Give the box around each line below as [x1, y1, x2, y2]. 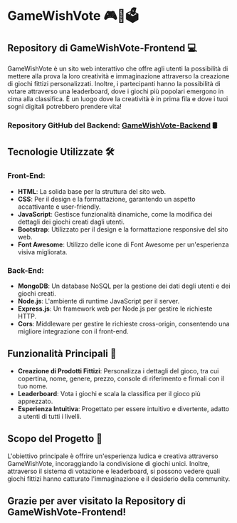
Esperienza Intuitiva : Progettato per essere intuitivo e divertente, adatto [17, 404, 230, 413]
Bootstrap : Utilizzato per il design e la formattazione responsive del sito [17, 224, 228, 234]
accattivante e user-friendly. [17, 202, 101, 211]
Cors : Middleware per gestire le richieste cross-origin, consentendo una [17, 319, 230, 328]
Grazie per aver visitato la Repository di [7, 494, 186, 507]
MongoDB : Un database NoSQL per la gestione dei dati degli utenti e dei [17, 281, 231, 290]
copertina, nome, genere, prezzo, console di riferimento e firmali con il [17, 374, 225, 383]
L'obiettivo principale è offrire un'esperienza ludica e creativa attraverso [7, 452, 218, 460]
